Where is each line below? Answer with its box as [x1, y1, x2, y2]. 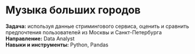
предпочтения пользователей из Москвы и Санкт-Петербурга [5, 28, 163, 35]
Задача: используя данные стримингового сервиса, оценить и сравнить [5, 23, 190, 30]
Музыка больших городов [5, 3, 141, 17]
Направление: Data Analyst [5, 35, 75, 42]
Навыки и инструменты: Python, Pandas [5, 41, 109, 48]
